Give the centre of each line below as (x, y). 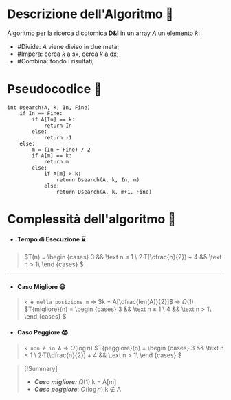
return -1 (58, 137)
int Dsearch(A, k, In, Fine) (49, 107)
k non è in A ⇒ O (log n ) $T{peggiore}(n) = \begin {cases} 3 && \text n (124, 348)
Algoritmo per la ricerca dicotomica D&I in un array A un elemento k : (104, 33)
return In (58, 126)
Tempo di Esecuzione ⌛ (51, 239)
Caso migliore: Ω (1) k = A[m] (75, 381)
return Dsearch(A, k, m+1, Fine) (104, 192)
